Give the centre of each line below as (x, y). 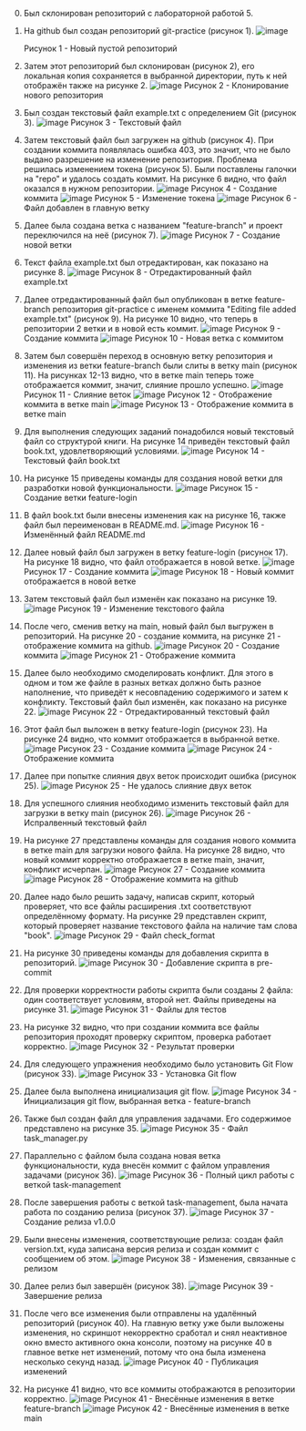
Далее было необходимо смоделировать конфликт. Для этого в (148, 673)
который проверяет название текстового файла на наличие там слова (160, 925)
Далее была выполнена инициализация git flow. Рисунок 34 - (160, 1091)
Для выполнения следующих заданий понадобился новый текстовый (159, 431)
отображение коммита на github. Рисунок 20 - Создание (152, 645)
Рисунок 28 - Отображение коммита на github (149, 879)
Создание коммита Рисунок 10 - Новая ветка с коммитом (153, 338)
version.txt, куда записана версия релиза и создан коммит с (141, 1249)
